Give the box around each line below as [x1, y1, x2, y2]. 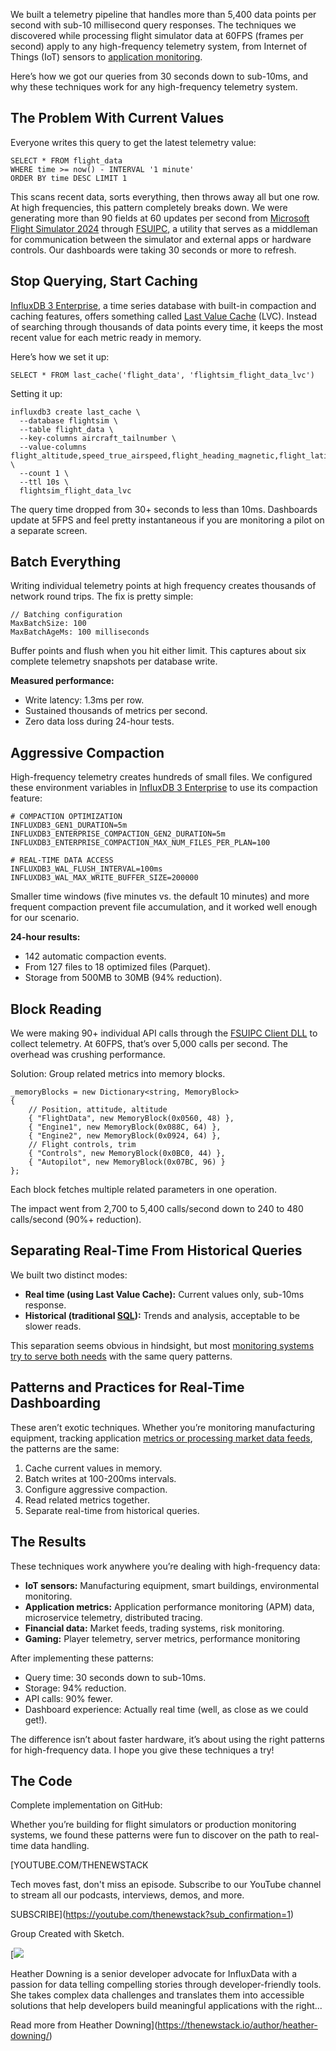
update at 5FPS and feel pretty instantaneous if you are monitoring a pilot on [10, 514, 325, 526]
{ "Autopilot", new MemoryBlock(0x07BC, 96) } [28, 1157, 226, 1168]
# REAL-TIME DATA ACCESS [10, 855, 114, 866]
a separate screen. [10, 524, 88, 536]
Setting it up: [10, 387, 63, 399]
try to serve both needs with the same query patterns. [10, 1350, 233, 1362]
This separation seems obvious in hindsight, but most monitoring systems [10, 1339, 315, 1351]
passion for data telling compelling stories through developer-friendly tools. [10, 1979, 322, 1991]
